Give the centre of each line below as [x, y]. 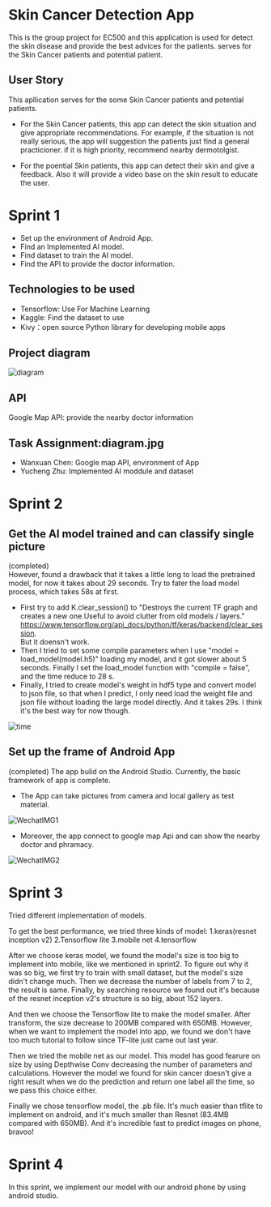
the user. [35, 182]
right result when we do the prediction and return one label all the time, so [131, 1081]
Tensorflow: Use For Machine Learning [85, 309]
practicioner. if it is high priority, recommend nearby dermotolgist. [130, 150]
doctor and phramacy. [57, 844]
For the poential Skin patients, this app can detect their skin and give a [137, 165]
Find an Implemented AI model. [72, 246]
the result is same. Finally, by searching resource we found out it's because [134, 990]
